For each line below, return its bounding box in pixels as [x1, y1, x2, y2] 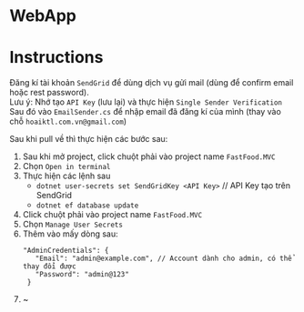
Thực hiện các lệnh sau [22, 170, 111, 182]
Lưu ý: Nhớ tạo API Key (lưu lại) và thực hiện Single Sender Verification [9, 96, 282, 107]
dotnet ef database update [35, 201, 139, 210]
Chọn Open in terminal [22, 161, 111, 172]
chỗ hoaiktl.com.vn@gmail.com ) [9, 116, 127, 127]
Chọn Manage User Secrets [22, 219, 123, 230]
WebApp [9, 5, 77, 26]
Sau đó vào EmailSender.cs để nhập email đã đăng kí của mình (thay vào [9, 106, 282, 117]
